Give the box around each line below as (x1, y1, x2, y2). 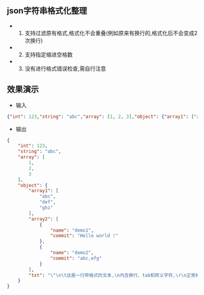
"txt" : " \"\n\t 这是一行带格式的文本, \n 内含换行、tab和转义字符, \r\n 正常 (28, 272, 196, 278)
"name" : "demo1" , (50, 227, 94, 233)
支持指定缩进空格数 (24, 51, 73, 58)
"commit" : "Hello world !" (50, 233, 119, 239)
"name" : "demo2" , (50, 250, 94, 256)
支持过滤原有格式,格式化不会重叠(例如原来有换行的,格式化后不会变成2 (24, 29, 198, 36)
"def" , (39, 199, 56, 206)
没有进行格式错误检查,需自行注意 (24, 65, 107, 72)
